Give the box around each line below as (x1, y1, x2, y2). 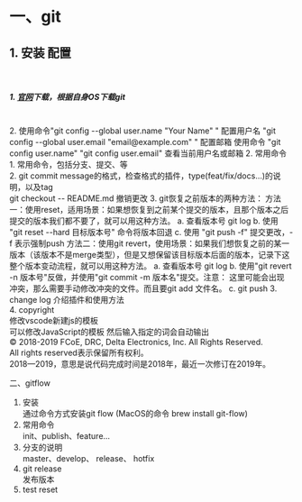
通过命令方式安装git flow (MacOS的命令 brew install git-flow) (22, 407, 248, 418)
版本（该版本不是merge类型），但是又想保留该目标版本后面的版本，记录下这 (9, 249, 290, 260)
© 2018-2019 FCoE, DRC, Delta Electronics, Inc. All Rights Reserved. (9, 336, 263, 347)
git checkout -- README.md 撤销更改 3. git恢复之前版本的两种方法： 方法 (9, 193, 282, 204)
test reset (22, 484, 59, 495)
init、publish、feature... (22, 430, 111, 441)
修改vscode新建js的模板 (9, 315, 99, 325)
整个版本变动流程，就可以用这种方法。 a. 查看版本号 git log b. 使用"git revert (9, 260, 292, 271)
